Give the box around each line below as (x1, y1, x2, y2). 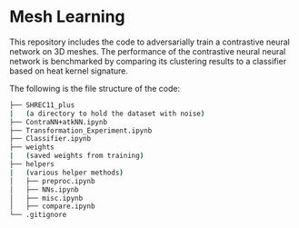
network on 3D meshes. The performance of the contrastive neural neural (9, 45, 286, 56)
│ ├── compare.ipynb (9, 202, 95, 211)
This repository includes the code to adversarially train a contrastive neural (9, 36, 291, 47)
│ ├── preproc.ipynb (9, 176, 95, 185)
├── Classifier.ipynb (9, 134, 92, 144)
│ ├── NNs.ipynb (9, 184, 79, 194)
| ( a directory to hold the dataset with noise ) (9, 109, 205, 118)
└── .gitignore (9, 211, 67, 220)
